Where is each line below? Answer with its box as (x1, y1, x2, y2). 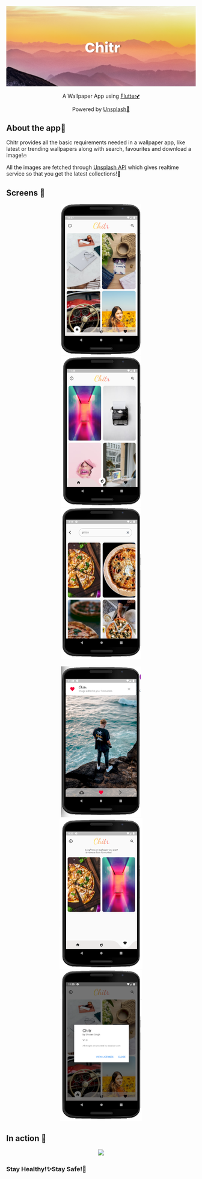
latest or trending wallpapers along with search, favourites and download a (6, 145, 191, 153)
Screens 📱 (6, 188, 45, 198)
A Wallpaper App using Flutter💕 (62, 92, 140, 100)
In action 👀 (6, 1133, 47, 1143)
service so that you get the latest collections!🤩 (6, 170, 121, 177)
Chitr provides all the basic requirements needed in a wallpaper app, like (6, 139, 185, 146)
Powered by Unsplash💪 (72, 106, 130, 113)
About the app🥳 (6, 123, 66, 133)
